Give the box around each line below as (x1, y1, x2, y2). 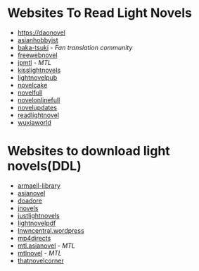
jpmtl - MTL (17, 58, 51, 66)
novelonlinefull (17, 95, 60, 104)
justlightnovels (17, 211, 60, 219)
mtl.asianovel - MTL (17, 241, 76, 250)
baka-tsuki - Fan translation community (17, 43, 133, 52)
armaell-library (17, 181, 61, 190)
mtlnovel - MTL (17, 248, 62, 257)
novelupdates (17, 103, 58, 112)
